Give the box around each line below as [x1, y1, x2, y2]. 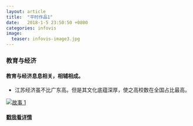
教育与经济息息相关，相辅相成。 [6, 72, 84, 79]
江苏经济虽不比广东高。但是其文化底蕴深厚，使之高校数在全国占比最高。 [14, 87, 190, 94]
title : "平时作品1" [6, 14, 53, 20]
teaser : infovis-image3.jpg [11, 36, 81, 42]
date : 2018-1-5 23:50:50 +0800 [6, 19, 88, 25]
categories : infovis [6, 25, 57, 31]
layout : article [6, 8, 46, 15]
